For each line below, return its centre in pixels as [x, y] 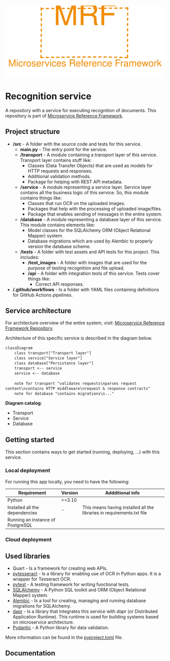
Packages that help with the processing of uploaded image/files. [95, 208]
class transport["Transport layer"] [53, 353]
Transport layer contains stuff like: [56, 160]
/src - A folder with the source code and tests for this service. [77, 144]
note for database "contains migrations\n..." [64, 394]
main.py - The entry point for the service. [63, 149]
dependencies [22, 512]
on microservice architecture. [43, 622]
